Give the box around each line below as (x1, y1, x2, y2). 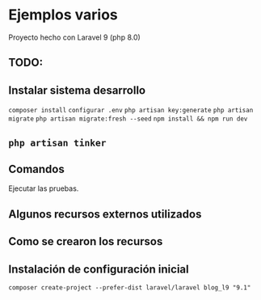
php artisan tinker (8, 137, 107, 149)
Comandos (8, 162, 65, 175)
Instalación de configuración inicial (8, 262, 189, 276)
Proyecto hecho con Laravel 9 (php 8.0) (8, 32, 141, 42)
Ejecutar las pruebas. (8, 184, 79, 193)
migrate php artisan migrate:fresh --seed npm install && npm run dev (8, 115, 248, 123)
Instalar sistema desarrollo (8, 83, 146, 97)
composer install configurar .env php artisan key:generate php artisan (8, 107, 254, 115)
